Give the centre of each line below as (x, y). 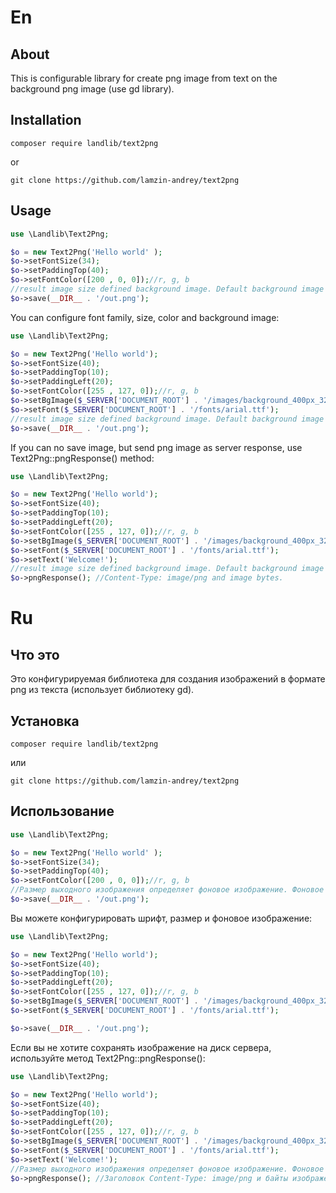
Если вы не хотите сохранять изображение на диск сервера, (141, 1047)
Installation (46, 120)
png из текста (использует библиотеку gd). (102, 690)
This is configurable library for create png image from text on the (144, 78)
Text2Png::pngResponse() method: (82, 458)
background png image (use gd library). (92, 89)
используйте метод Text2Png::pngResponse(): (108, 1058)
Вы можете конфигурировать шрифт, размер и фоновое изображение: (161, 918)
